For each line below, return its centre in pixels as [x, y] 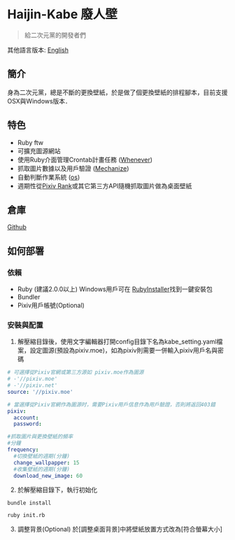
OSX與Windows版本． [40, 101]
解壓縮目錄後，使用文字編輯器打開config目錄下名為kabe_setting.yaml [117, 342]
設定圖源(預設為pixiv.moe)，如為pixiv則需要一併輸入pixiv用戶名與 [124, 350]
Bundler [29, 297]
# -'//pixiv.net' [33, 385]
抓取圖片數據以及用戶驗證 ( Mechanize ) [73, 168]
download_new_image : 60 [48, 476]
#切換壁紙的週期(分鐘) [42, 456]
